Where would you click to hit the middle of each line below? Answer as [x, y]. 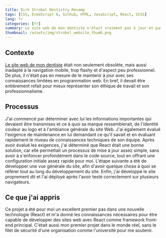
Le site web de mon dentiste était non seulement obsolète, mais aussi [76, 64]
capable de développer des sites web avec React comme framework [75, 220]
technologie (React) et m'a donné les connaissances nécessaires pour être [81, 215]
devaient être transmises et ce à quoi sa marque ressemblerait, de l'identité [82, 124]
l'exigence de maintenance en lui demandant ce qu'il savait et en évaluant [80, 134]
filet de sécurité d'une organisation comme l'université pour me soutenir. [79, 231]
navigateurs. [18, 182]
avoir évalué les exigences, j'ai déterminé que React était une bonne [75, 145]
